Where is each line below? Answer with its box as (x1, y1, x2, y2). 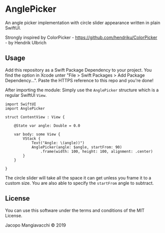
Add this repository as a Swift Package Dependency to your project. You (5, 67, 152, 73)
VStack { (23, 136, 41, 141)
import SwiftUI (5, 102, 36, 107)
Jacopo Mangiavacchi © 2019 (5, 222, 66, 228)
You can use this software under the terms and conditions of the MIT (5, 207, 145, 213)
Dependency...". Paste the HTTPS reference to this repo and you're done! (5, 77, 154, 83)
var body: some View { (14, 132, 61, 137)
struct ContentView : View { (5, 115, 65, 119)
